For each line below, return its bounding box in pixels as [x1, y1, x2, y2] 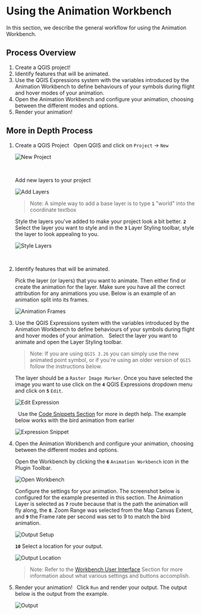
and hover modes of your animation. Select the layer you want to [14, 331, 178, 339]
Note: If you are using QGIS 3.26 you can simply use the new [29, 349, 179, 357]
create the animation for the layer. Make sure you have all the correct [14, 283, 185, 290]
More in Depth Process [6, 126, 93, 136]
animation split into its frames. [14, 296, 90, 303]
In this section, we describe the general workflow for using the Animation [6, 24, 187, 31]
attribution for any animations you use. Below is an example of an [14, 290, 176, 297]
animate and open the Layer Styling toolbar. [14, 338, 123, 345]
